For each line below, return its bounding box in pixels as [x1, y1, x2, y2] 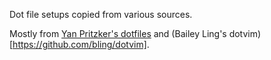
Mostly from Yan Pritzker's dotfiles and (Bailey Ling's [9, 28, 227, 39]
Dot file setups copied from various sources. [9, 9, 193, 20]
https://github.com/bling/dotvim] [12, 39, 147, 50]
